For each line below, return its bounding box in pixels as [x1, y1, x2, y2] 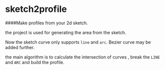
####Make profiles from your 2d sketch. [5, 20, 88, 26]
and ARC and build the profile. [5, 59, 65, 65]
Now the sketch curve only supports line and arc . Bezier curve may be [5, 39, 151, 45]
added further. [5, 44, 35, 50]
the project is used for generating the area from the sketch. [5, 29, 126, 35]
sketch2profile [5, 3, 67, 15]
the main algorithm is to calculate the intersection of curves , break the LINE [5, 54, 160, 60]
